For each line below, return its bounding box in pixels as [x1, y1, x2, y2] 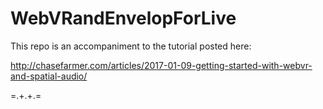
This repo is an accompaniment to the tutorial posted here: [10, 40, 252, 52]
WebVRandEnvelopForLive [10, 7, 237, 30]
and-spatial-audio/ [10, 70, 88, 82]
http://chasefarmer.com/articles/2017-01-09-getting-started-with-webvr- [10, 59, 313, 71]
